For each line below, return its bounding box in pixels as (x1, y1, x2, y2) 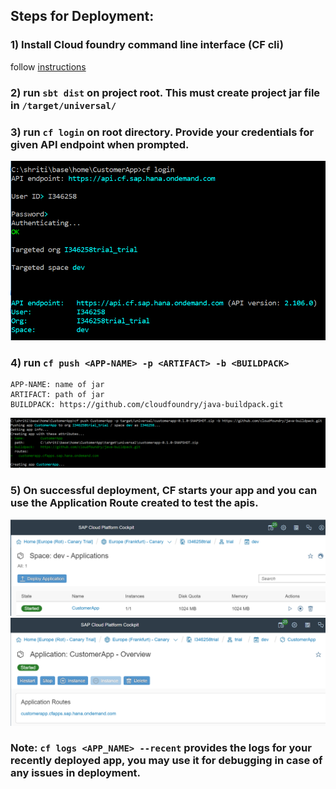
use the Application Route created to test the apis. (10, 495, 259, 509)
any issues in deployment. (10, 766, 142, 780)
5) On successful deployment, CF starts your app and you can (10, 483, 318, 497)
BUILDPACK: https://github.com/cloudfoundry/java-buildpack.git (10, 400, 284, 410)
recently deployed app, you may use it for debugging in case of (10, 754, 323, 768)
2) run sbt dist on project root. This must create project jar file (10, 85, 321, 99)
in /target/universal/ (10, 98, 117, 112)
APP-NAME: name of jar (10, 380, 105, 390)
